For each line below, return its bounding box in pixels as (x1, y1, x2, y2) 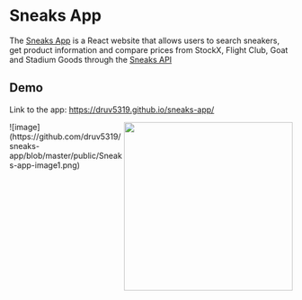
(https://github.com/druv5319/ (9, 131, 121, 142)
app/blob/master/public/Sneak (9, 150, 123, 161)
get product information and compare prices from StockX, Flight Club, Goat (9, 44, 289, 55)
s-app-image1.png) (9, 159, 81, 171)
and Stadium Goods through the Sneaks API (9, 54, 173, 65)
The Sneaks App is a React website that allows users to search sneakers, (9, 35, 280, 46)
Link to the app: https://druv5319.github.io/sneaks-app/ (9, 104, 215, 115)
